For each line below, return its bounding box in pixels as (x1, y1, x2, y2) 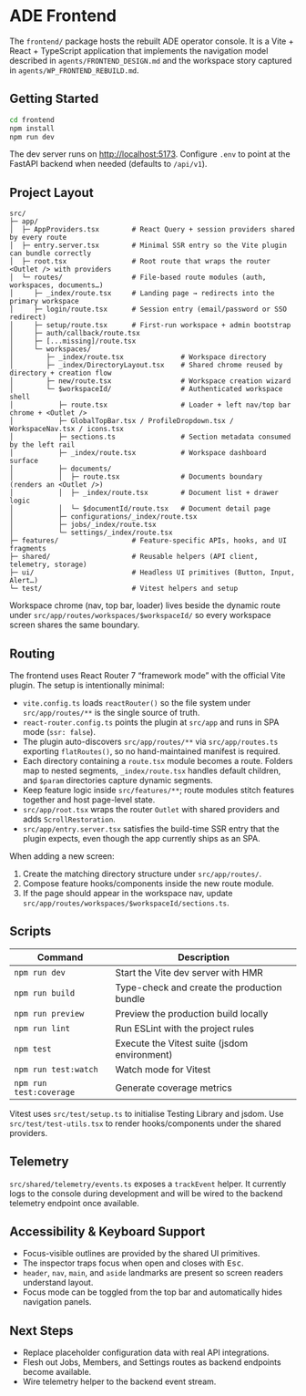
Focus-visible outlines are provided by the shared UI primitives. (22, 1248, 260, 1259)
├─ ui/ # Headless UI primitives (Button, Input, (9, 568, 296, 577)
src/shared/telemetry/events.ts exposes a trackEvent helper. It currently (9, 1178, 287, 1189)
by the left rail (9, 440, 76, 450)
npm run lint (14, 1023, 71, 1033)
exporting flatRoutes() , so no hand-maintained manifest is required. (22, 746, 280, 757)
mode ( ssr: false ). (22, 727, 96, 737)
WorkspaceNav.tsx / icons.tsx (9, 425, 125, 434)
